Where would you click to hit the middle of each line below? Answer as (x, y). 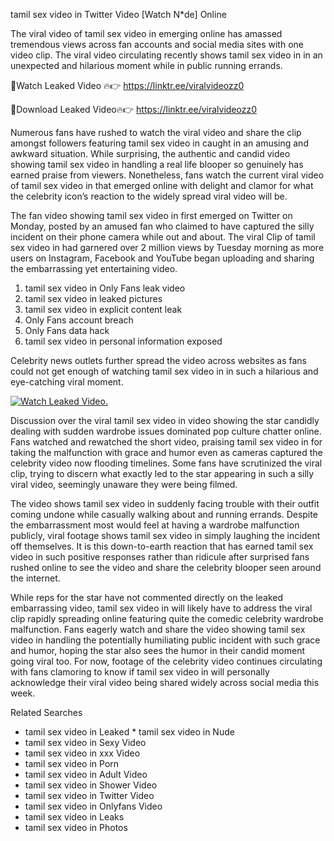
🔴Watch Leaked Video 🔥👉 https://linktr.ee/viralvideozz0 (127, 85)
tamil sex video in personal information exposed (123, 341)
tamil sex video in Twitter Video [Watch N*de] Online (118, 14)
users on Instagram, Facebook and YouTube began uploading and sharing (162, 258)
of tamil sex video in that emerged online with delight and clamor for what (162, 185)
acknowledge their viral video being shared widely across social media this (165, 682)
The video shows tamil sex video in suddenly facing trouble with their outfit (165, 503)
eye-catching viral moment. (67, 382)
